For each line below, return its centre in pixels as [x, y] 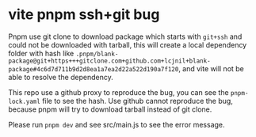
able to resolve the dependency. [61, 77]
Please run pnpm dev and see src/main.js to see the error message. [117, 124]
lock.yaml [25, 101]
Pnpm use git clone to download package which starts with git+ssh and [125, 36]
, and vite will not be [211, 68]
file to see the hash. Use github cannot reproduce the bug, [138, 101]
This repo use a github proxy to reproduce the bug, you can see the [118, 92]
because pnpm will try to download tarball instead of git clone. [110, 109]
